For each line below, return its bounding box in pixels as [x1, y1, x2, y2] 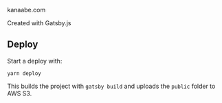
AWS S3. [7, 89, 32, 98]
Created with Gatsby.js [7, 19, 71, 27]
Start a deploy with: [7, 57, 63, 65]
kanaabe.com [7, 6, 46, 14]
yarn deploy [7, 70, 41, 77]
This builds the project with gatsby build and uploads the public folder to [7, 82, 216, 90]
